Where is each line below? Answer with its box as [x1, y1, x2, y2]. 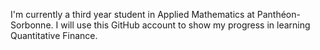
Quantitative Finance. [10, 30, 98, 41]
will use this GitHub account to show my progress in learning [60, 19, 311, 31]
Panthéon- [256, 9, 301, 20]
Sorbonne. [10, 19, 54, 31]
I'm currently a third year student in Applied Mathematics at [10, 9, 255, 20]
